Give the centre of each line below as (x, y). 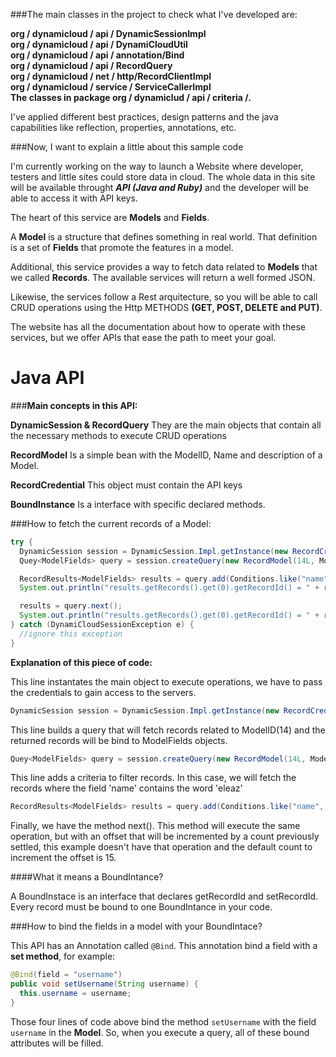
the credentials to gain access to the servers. (103, 692)
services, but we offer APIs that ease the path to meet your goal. (143, 337)
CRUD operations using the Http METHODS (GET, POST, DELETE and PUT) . (166, 307)
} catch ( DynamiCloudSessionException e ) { (102, 625)
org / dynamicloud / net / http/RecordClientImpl (111, 76)
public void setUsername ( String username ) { (104, 984)
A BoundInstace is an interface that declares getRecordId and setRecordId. (164, 896)
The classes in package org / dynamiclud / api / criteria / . (131, 97)
